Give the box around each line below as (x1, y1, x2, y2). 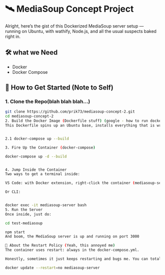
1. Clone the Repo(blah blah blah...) (5, 98, 90, 105)
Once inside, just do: (5, 212, 52, 216)
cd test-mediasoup (5, 220, 43, 226)
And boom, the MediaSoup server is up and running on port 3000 (5, 234, 139, 239)
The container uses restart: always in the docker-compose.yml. (5, 247, 139, 253)
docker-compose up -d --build (5, 154, 67, 159)
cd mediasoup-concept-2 (5, 114, 54, 119)
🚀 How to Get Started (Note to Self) (5, 84, 114, 92)
